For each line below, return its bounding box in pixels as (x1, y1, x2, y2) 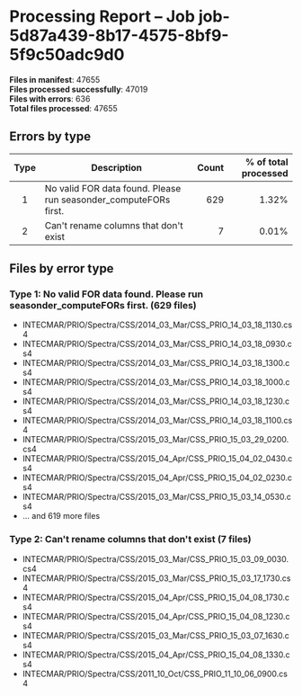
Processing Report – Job (9, 6, 196, 27)
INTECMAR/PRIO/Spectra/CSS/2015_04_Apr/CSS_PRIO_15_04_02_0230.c (22, 472, 293, 483)
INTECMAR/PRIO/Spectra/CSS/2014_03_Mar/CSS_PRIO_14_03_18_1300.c (22, 358, 290, 369)
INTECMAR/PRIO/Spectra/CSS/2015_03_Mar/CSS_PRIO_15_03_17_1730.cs (22, 573, 291, 584)
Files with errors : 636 (9, 93, 91, 104)
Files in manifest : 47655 (9, 74, 101, 85)
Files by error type (9, 261, 114, 276)
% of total (244, 156, 289, 168)
